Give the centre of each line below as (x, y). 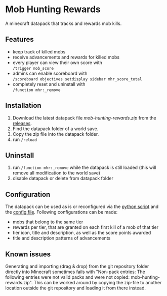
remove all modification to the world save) (56, 173)
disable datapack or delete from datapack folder (63, 179)
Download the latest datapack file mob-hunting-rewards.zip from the (85, 117)
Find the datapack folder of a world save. (55, 129)
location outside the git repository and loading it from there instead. (75, 288)
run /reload (25, 139)
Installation (23, 106)
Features (19, 39)
